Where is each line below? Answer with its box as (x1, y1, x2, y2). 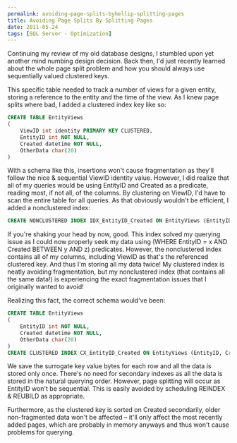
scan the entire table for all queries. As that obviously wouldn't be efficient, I (7, 196, 229, 205)
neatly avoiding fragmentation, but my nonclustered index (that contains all (7, 267, 226, 276)
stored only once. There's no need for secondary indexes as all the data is (7, 370, 223, 378)
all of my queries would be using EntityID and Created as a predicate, (7, 181, 209, 190)
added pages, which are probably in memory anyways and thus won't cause (7, 420, 229, 429)
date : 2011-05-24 (7, 23, 59, 30)
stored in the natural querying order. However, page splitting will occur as (7, 377, 221, 385)
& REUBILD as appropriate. (7, 392, 85, 401)
